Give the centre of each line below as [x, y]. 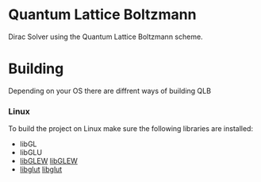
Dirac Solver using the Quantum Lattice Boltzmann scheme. [106, 37]
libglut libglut [41, 169]
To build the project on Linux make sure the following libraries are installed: [131, 129]
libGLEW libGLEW [48, 161]
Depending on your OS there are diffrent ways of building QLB [110, 91]
